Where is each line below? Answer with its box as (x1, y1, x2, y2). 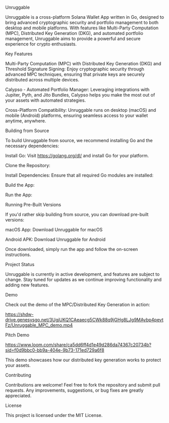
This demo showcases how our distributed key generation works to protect (5, 357, 161, 363)
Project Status (5, 262, 35, 267)
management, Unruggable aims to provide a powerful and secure (5, 35, 141, 41)
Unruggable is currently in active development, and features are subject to (5, 271, 160, 277)
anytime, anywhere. (5, 118, 46, 123)
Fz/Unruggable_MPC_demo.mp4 (5, 322, 73, 328)
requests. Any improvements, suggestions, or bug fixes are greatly (5, 387, 144, 393)
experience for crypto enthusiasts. (5, 41, 77, 47)
